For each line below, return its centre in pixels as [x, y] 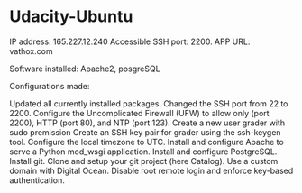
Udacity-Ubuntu [71, 17]
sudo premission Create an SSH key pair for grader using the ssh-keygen [145, 132]
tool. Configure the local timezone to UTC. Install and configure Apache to [146, 142]
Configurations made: [50, 86]
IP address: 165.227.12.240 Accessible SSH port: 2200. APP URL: [130, 41]
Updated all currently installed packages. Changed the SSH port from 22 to [149, 103]
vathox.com [31, 51]
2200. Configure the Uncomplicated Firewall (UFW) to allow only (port [139, 113]
